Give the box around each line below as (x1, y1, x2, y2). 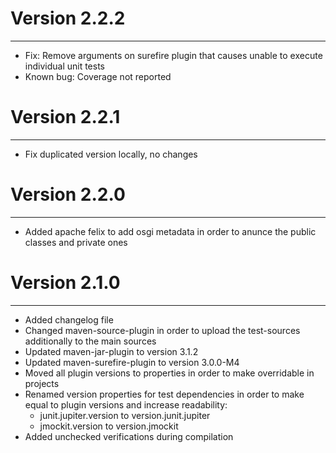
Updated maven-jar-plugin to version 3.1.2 (24, 345, 199, 357)
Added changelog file (24, 313, 114, 326)
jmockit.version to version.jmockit (39, 420, 179, 432)
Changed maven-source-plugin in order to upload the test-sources (24, 324, 301, 336)
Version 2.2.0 (10, 183, 126, 206)
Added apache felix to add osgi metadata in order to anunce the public (24, 225, 317, 237)
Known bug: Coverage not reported (24, 70, 172, 82)
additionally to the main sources (24, 335, 157, 347)
